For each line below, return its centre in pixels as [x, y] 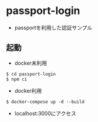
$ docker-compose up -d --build [45, 102]
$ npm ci [17, 79]
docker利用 [28, 90]
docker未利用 [31, 63]
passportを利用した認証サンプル [53, 27]
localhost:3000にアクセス [45, 113]
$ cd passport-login [31, 74]
